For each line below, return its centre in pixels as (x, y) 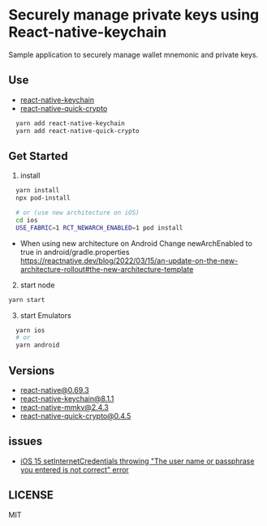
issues (26, 441)
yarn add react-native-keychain (71, 123)
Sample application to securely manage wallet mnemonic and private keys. (133, 54)
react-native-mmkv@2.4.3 (65, 407)
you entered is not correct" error (75, 469)
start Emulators (45, 315)
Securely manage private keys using (134, 15)
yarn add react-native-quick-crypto (78, 131)
